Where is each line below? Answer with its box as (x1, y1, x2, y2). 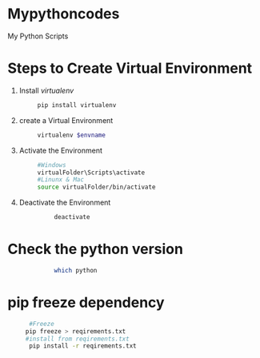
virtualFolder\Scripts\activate (37, 169, 146, 177)
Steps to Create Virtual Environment (7, 59, 253, 78)
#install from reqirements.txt (25, 335, 130, 343)
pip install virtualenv (37, 101, 117, 109)
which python (54, 266, 98, 274)
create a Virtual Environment (18, 115, 114, 125)
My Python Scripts (7, 31, 69, 41)
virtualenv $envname (37, 131, 106, 139)
